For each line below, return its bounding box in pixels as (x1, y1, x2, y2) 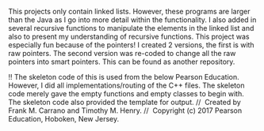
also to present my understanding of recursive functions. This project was (8, 32, 250, 41)
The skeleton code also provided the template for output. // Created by (8, 98, 242, 107)
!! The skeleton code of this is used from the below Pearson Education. (8, 73, 239, 81)
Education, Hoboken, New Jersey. (8, 114, 120, 123)
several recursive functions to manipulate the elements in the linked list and (8, 24, 254, 32)
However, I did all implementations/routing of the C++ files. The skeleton (8, 80, 245, 90)
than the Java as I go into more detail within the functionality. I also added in (8, 15, 257, 24)
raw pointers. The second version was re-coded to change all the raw (8, 49, 236, 58)
